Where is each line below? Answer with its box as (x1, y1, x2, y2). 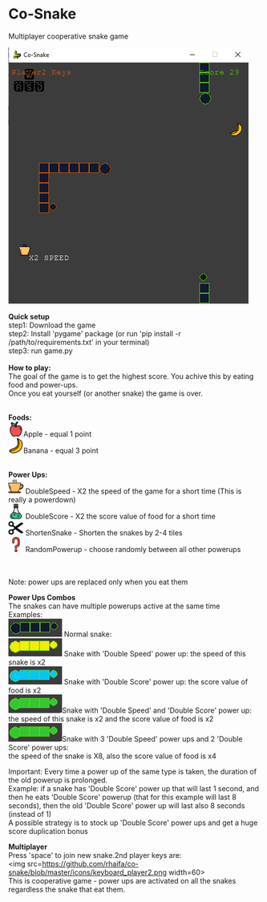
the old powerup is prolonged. (8, 775, 108, 785)
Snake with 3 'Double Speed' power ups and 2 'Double (62, 733, 243, 743)
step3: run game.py (8, 346, 74, 356)
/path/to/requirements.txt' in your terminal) (8, 337, 150, 347)
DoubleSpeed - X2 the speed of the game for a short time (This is (25, 486, 242, 496)
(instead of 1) (8, 809, 52, 819)
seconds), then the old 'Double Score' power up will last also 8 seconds (8, 800, 245, 811)
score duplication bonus (8, 826, 88, 835)
